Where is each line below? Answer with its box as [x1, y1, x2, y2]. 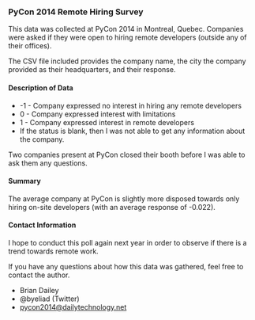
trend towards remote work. [8, 246, 99, 256]
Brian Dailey [19, 285, 59, 295]
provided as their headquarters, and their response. [8, 65, 176, 74]
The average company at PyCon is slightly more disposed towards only [8, 193, 240, 204]
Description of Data [8, 82, 73, 93]
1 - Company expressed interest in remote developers [19, 117, 195, 127]
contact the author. [8, 270, 70, 280]
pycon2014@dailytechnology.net [19, 302, 127, 311]
